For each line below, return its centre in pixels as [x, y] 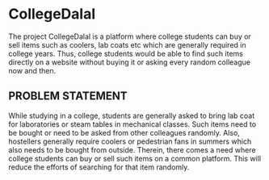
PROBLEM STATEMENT [68, 96]
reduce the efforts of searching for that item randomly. [99, 167]
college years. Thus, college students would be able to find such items [126, 53]
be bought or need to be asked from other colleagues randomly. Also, [124, 132]
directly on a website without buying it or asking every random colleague [129, 62]
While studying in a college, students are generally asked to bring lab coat [132, 115]
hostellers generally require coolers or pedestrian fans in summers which [130, 141]
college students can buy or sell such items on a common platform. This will [134, 158]
